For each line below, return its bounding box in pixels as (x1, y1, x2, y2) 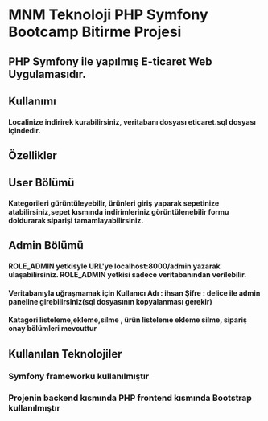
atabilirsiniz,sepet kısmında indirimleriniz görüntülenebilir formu (8, 206, 229, 216)
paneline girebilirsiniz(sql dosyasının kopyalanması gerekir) (8, 296, 213, 306)
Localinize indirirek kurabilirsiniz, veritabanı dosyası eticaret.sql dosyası (8, 116, 256, 126)
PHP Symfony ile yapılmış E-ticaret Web (8, 55, 212, 68)
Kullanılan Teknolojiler (8, 347, 122, 361)
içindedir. (8, 125, 41, 135)
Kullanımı (8, 94, 56, 108)
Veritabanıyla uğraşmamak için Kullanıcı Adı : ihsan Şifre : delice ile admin (8, 288, 261, 298)
